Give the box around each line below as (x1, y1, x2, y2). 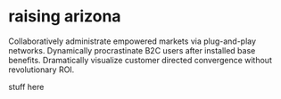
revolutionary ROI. (8, 64, 75, 75)
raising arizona (8, 6, 121, 27)
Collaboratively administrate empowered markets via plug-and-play (8, 36, 256, 46)
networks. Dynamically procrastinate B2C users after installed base (8, 45, 256, 55)
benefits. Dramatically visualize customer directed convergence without (8, 54, 273, 65)
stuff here (8, 81, 45, 92)
